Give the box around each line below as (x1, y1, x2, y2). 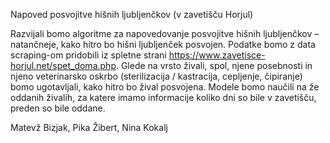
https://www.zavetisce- (168, 49, 266, 61)
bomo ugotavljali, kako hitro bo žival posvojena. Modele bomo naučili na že (10, 81, 320, 93)
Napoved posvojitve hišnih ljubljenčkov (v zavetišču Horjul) (10, 9, 254, 20)
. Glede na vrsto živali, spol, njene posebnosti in (115, 60, 313, 71)
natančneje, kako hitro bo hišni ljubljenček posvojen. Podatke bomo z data (10, 39, 316, 50)
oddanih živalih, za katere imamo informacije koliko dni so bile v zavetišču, (10, 92, 317, 103)
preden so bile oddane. (10, 102, 106, 114)
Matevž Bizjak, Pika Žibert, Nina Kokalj (10, 122, 168, 133)
